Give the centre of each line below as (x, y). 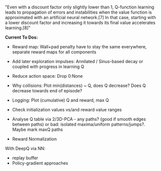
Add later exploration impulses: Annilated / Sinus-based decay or (78, 61)
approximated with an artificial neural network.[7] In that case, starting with (80, 17)
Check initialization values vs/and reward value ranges (67, 110)
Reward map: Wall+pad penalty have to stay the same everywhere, (79, 47)
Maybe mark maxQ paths (38, 129)
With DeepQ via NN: (25, 148)
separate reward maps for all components (54, 52)
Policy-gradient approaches (40, 163)
